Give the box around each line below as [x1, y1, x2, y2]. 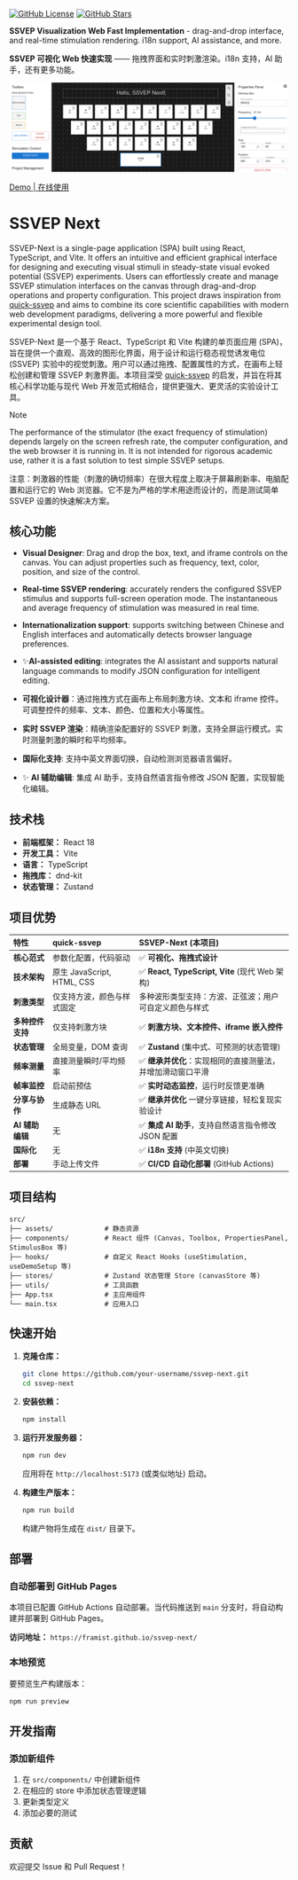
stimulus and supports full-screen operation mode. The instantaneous [21, 593, 278, 604]
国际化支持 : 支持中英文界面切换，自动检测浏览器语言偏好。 [21, 754, 237, 764]
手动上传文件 [52, 1158, 99, 1170]
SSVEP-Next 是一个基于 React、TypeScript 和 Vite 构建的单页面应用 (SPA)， [9, 336, 287, 347]
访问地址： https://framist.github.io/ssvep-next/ [9, 1632, 198, 1642]
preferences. [21, 638, 69, 649]
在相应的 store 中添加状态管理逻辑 [21, 1785, 147, 1796]
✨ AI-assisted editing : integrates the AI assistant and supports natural [21, 656, 278, 667]
